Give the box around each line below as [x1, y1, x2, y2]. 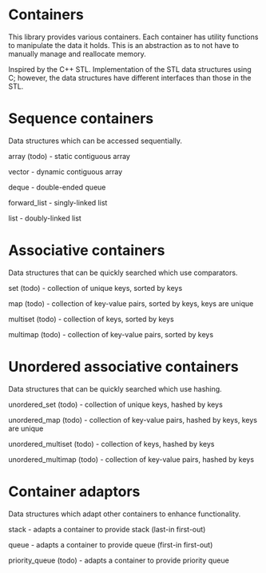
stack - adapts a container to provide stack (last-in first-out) [8, 524, 206, 534]
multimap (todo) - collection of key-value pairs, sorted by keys [8, 329, 214, 339]
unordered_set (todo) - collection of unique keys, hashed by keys [8, 400, 224, 409]
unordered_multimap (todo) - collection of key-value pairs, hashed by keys [8, 454, 254, 464]
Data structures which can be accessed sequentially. [8, 136, 182, 145]
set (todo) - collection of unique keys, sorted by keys [8, 283, 183, 292]
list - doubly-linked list [8, 213, 81, 223]
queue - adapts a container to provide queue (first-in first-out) [8, 539, 213, 549]
